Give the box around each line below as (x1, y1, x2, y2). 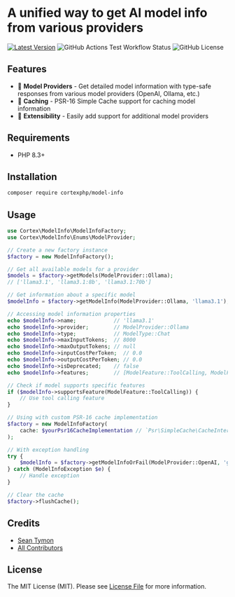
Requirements (7, 132, 70, 144)
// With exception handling (7, 446, 90, 453)
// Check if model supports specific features (7, 382, 145, 389)
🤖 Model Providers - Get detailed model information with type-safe (17, 82, 212, 90)
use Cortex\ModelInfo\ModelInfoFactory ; (7, 228, 127, 235)
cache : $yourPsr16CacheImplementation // (20, 427, 142, 434)
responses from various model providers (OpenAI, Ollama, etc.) (17, 89, 201, 97)
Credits (7, 517, 41, 530)
